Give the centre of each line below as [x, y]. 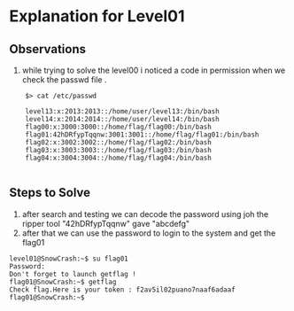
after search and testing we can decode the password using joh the [145, 214]
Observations [48, 49]
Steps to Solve [50, 193]
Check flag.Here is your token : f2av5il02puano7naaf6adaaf [123, 290]
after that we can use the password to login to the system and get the [149, 233]
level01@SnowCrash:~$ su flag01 [69, 259]
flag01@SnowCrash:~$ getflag [63, 282]
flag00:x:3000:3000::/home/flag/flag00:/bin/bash [119, 127]
